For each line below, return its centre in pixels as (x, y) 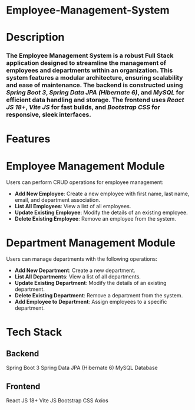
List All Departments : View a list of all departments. (78, 277)
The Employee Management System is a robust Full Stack (90, 55)
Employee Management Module (85, 166)
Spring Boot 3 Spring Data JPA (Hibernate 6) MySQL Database (82, 368)
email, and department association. (57, 200)
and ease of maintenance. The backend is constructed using (95, 85)
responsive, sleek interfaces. (49, 114)
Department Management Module (91, 243)
